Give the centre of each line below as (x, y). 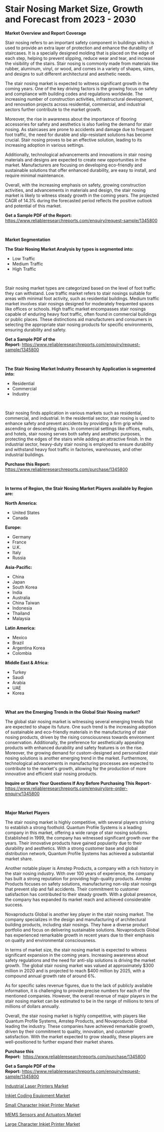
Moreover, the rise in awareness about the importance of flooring (71, 119)
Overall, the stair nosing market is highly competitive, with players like (75, 1016)
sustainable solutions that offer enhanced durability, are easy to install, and (81, 170)
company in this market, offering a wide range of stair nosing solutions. (77, 833)
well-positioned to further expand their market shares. (59, 1042)
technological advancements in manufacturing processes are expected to (79, 763)
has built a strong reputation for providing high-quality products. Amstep (78, 878)
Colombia (22, 653)
